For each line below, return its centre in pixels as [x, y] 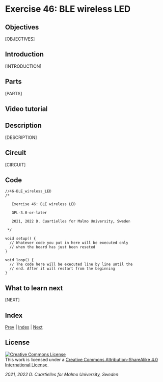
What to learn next [34, 288]
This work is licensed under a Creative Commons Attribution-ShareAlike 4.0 [81, 359]
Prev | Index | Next [24, 327]
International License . [27, 365]
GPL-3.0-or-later [29, 213]
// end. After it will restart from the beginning [62, 269]
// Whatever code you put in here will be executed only [69, 243]
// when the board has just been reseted [53, 247]
